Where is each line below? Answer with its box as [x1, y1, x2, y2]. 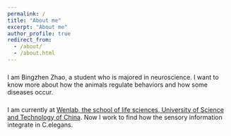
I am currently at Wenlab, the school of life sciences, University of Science [7, 105, 225, 113]
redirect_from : [7, 37, 52, 44]
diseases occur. [7, 87, 54, 96]
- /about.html [13, 50, 55, 57]
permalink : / [7, 10, 46, 18]
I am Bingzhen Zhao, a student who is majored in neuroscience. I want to [7, 73, 219, 81]
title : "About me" [7, 17, 61, 24]
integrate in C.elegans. [7, 120, 73, 129]
